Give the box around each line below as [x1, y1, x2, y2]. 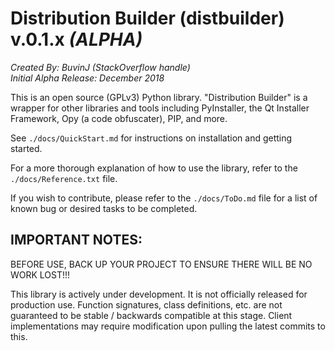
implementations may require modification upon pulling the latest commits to [10, 320, 326, 332]
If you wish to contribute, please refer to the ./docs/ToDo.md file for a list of [10, 192, 318, 204]
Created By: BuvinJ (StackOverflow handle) [10, 61, 191, 73]
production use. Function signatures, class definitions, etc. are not [10, 298, 283, 311]
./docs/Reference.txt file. [10, 172, 118, 184]
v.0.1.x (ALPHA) [10, 28, 143, 51]
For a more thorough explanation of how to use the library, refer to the [10, 162, 298, 174]
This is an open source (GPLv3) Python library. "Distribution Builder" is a [10, 91, 308, 103]
